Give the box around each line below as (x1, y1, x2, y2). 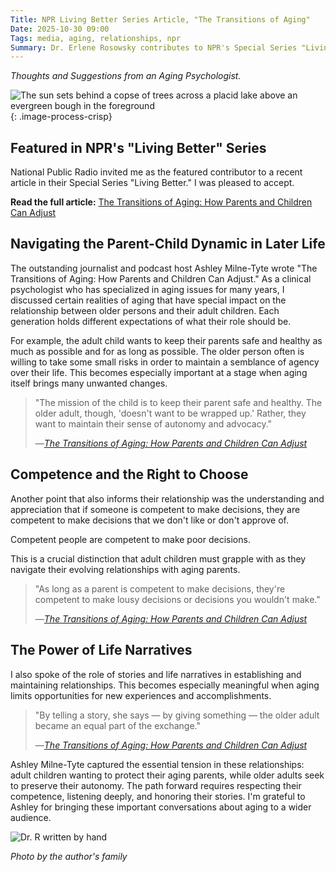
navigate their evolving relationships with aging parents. (10, 563, 241, 575)
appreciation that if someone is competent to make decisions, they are (10, 503, 301, 515)
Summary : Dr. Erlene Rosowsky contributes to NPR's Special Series (10, 42, 298, 53)
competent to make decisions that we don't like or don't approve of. (10, 514, 290, 526)
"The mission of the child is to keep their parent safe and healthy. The (34, 396, 323, 408)
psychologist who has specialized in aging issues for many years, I (10, 283, 285, 295)
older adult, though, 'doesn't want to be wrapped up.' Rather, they (34, 407, 307, 419)
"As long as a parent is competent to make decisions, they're (34, 582, 286, 595)
